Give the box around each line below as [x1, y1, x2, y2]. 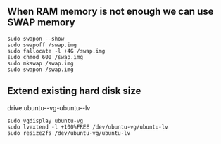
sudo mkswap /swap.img [7, 60, 74, 67]
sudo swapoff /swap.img [7, 41, 77, 48]
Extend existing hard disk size [7, 85, 141, 97]
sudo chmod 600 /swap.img [7, 53, 83, 60]
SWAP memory [7, 17, 75, 29]
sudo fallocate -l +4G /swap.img [7, 47, 106, 55]
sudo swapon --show [7, 35, 65, 42]
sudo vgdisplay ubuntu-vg [7, 117, 83, 124]
